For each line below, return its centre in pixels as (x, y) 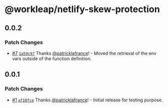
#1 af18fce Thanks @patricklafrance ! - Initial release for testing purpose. (88, 100)
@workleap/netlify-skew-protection (82, 9)
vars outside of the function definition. (52, 59)
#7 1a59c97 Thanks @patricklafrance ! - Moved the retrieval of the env (84, 53)
